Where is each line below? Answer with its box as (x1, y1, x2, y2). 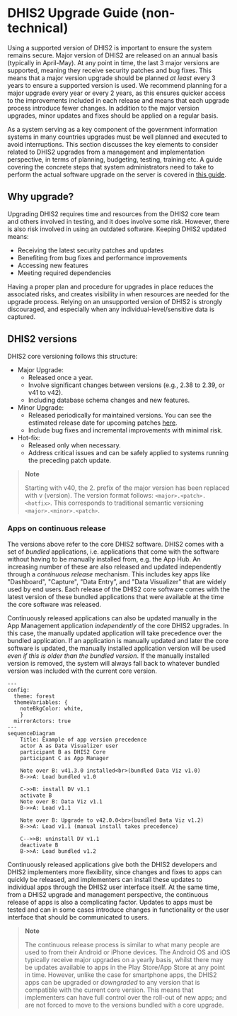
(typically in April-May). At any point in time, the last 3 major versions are (7, 58, 220, 67)
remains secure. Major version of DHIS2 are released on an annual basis (7, 51, 218, 60)
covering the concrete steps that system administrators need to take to (7, 162, 214, 171)
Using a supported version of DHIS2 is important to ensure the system (7, 43, 212, 52)
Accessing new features (17, 261, 88, 269)
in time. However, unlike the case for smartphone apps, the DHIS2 (24, 970, 217, 979)
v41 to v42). (28, 388, 64, 396)
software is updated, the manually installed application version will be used (7, 644, 226, 652)
